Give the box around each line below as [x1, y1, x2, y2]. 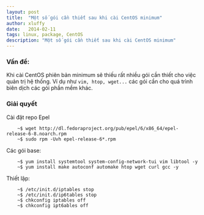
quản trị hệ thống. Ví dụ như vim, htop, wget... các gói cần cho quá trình [6, 78, 194, 86]
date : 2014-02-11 [6, 26, 56, 32]
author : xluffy [6, 20, 45, 26]
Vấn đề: [6, 57, 30, 66]
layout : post [6, 9, 40, 15]
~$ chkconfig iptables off [17, 197, 86, 203]
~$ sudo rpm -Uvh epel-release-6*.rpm [17, 136, 116, 142]
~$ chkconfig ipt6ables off [17, 202, 89, 208]
